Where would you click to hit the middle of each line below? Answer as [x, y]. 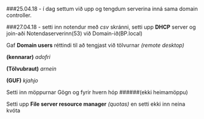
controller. [19, 15]
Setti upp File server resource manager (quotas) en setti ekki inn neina [96, 104]
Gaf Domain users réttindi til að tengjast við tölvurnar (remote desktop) [95, 45]
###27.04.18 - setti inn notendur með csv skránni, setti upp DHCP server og [101, 27]
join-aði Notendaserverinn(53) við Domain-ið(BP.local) [75, 33]
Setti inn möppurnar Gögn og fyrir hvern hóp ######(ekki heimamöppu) [97, 92]
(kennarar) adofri [28, 57]
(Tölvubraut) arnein [31, 69]
